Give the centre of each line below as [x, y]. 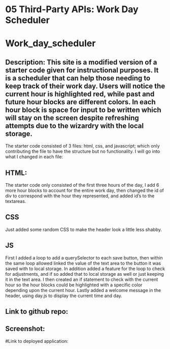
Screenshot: [25, 329]
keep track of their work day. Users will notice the [85, 86]
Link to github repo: [37, 312]
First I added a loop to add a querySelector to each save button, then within [84, 257]
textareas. [16, 201]
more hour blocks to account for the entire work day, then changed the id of [84, 190]
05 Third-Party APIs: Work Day [72, 9]
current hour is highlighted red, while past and [80, 94]
